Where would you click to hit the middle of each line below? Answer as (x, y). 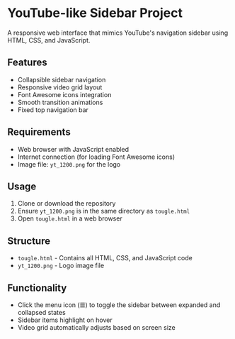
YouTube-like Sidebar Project (95, 13)
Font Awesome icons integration (64, 94)
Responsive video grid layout (60, 87)
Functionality (37, 288)
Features (27, 63)
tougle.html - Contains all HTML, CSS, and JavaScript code (105, 258)
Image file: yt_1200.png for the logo (69, 164)
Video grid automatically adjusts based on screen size (96, 327)
